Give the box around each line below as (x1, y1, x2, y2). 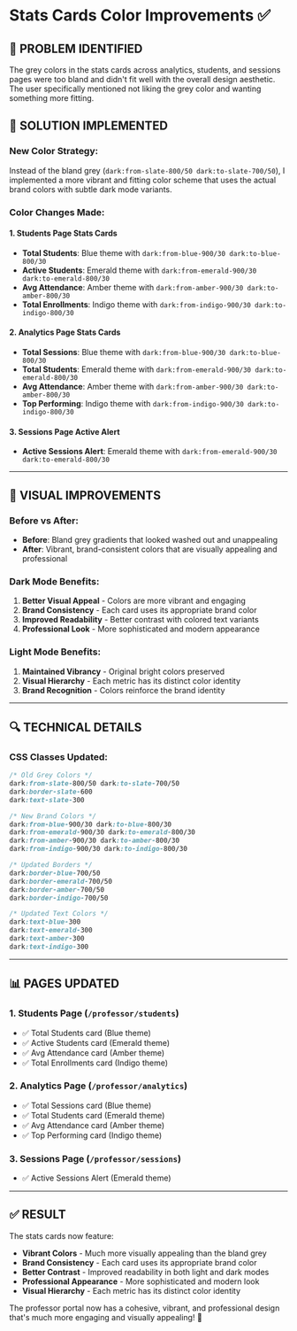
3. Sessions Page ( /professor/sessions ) (9, 1152, 181, 1165)
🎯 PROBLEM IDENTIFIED (9, 41, 143, 56)
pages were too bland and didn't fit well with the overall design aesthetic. (9, 74, 276, 84)
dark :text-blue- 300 (9, 917, 81, 926)
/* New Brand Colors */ (9, 811, 97, 820)
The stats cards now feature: (9, 1230, 114, 1241)
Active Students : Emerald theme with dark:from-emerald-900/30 (21, 265, 257, 275)
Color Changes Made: (9, 205, 105, 218)
